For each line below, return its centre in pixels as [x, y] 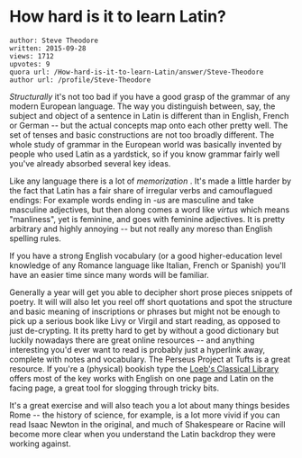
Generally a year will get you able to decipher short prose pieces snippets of [151, 292]
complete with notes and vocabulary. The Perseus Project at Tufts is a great [150, 359]
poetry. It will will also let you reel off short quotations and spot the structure [151, 301]
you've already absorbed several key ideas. [90, 163]
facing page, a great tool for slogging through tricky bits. [114, 388]
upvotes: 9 [30, 64]
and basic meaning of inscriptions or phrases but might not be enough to [145, 311]
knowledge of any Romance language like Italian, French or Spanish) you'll [148, 265]
